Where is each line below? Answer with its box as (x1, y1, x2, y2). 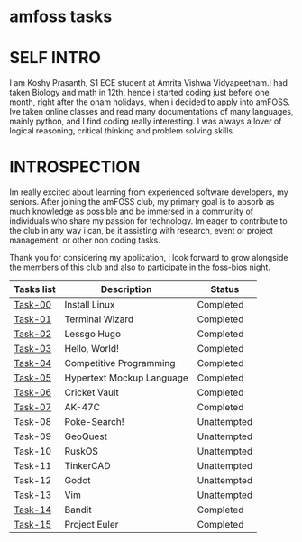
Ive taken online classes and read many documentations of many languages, (9, 106, 294, 117)
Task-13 (14, 489, 52, 501)
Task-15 (14, 519, 52, 531)
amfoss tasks (9, 6, 113, 27)
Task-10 (14, 445, 52, 457)
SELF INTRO (9, 48, 102, 69)
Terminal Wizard (64, 313, 133, 326)
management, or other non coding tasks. (9, 234, 160, 245)
